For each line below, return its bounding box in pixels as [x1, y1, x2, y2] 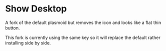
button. [5, 24, 20, 30]
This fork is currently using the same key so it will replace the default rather [5, 34, 161, 40]
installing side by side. [5, 39, 51, 45]
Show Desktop [5, 3, 67, 14]
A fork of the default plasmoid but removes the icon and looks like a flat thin [5, 19, 161, 25]
